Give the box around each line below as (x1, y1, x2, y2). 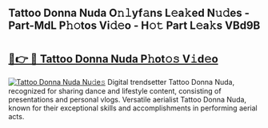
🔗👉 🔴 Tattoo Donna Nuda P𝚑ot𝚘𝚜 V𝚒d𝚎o (8, 52, 218, 66)
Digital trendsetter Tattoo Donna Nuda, (107, 78, 234, 86)
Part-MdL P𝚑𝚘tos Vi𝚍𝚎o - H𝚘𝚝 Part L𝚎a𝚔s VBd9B (8, 19, 261, 33)
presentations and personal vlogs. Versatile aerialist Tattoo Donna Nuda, (8, 95, 246, 104)
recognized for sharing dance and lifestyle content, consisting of (8, 86, 222, 95)
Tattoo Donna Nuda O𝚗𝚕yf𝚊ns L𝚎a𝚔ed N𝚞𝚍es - (8, 6, 250, 20)
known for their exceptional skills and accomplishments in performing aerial (8, 103, 258, 113)
